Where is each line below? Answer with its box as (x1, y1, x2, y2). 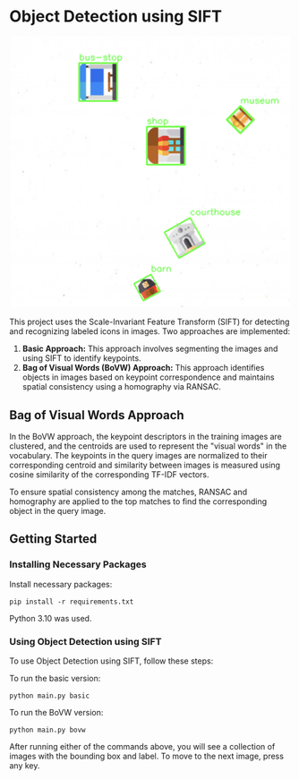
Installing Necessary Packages (9, 558, 147, 570)
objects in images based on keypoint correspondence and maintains (21, 372, 275, 382)
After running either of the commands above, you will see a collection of (9, 741, 276, 752)
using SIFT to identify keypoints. (21, 353, 141, 364)
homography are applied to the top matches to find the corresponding (9, 496, 267, 507)
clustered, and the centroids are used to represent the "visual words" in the (9, 441, 287, 451)
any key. (9, 760, 40, 771)
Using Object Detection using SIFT (9, 635, 162, 647)
